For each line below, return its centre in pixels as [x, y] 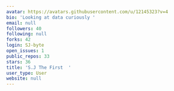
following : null [26, 34]
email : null [21, 23]
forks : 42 [19, 40]
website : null [24, 78]
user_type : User [26, 73]
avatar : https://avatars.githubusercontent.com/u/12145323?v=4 [87, 12]
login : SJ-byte [25, 45]
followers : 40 [24, 28]
